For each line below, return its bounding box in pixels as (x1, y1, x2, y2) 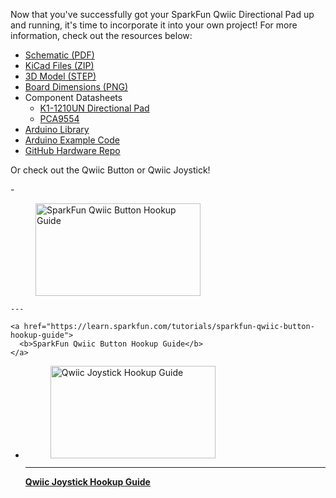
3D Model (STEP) (24, 70, 97, 82)
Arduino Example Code (24, 134, 120, 146)
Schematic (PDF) (24, 49, 95, 61)
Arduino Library (24, 124, 90, 135)
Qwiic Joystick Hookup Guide (24, 476, 151, 488)
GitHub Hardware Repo (24, 145, 121, 156)
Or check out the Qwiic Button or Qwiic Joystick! (10, 164, 211, 176)
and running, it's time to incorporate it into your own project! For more (10, 19, 298, 31)
